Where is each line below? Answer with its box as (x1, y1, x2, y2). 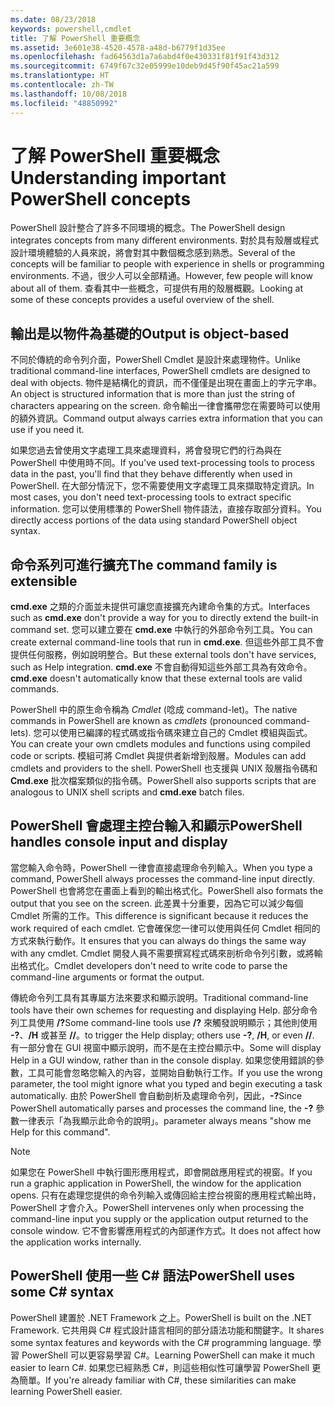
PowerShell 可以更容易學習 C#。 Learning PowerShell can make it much (21, 1349, 316, 1361)
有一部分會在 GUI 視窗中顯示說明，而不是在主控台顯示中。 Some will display (10, 1041, 322, 1053)
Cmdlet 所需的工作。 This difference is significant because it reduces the (10, 909, 309, 921)
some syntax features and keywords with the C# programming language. (10, 1336, 311, 1348)
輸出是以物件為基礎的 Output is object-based (10, 325, 290, 342)
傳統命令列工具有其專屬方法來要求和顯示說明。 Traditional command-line (10, 991, 309, 1003)
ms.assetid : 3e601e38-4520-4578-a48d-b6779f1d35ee (10, 42, 226, 53)
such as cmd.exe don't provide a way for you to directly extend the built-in (10, 612, 319, 624)
